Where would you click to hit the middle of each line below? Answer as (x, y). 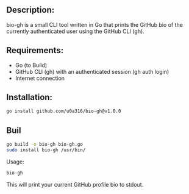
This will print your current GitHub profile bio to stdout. (75, 184)
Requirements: (35, 50)
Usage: (15, 162)
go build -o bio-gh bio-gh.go (45, 145)
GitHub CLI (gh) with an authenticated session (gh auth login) (92, 71)
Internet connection (40, 78)
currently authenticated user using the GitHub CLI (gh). (75, 31)
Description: (30, 10)
